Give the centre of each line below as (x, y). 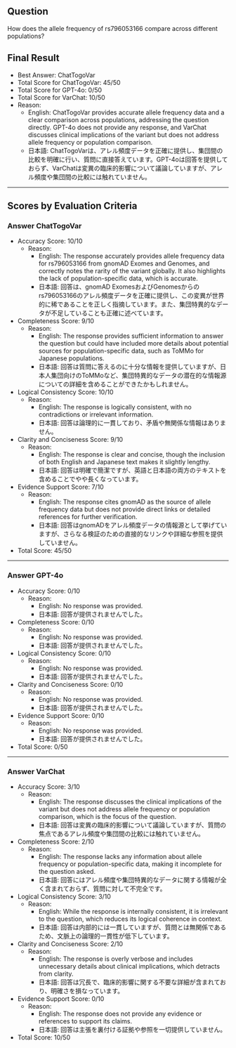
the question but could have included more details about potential (133, 343)
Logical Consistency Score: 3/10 (64, 896)
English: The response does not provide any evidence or (120, 1014)
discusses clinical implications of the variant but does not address (123, 135)
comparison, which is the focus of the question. (107, 816)
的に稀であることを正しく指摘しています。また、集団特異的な (127, 304)
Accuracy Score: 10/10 (50, 241)
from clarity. (56, 974)
